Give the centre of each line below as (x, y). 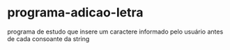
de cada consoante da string (48, 38)
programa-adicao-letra (75, 13)
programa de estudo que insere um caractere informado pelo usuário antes (115, 32)
